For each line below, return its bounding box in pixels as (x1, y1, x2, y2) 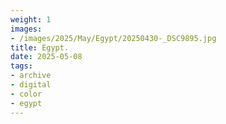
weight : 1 (10, 14, 52, 25)
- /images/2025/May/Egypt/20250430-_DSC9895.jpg (10, 33, 217, 43)
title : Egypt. (10, 42, 70, 53)
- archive (10, 71, 52, 81)
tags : (10, 61, 33, 71)
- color (10, 89, 43, 99)
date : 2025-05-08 (10, 52, 83, 62)
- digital (10, 80, 52, 90)
